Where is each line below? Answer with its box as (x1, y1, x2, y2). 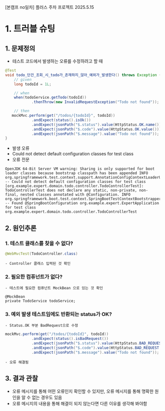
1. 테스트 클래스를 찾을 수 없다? (5, 240, 74, 247)
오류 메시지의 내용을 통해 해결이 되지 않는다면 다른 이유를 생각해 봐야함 (12, 400, 147, 406)
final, (5, 192, 19, 197)
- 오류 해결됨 (5, 360, 29, 364)
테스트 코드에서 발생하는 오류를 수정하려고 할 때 (12, 58, 103, 64)
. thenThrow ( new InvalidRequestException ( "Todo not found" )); (31, 100, 160, 104)
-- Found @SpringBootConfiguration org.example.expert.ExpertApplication (5, 201, 160, 206)
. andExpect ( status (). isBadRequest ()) (31, 336, 109, 341)
